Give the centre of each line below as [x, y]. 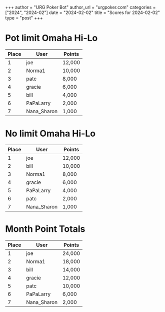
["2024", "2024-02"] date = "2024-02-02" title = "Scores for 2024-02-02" [82, 13]
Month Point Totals [45, 229]
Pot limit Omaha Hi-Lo [51, 38]
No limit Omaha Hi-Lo [50, 133]
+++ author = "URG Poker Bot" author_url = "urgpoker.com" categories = [80, 7]
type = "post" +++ [24, 18]
